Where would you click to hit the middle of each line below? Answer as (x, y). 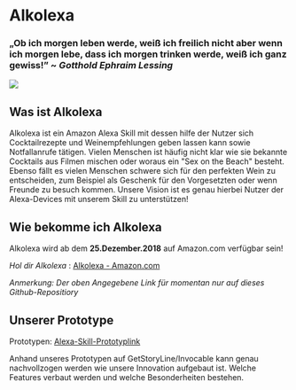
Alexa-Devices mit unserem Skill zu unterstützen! (99, 199)
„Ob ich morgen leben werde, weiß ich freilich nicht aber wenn (146, 43)
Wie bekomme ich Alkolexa (86, 227)
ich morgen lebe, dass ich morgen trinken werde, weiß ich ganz (148, 54)
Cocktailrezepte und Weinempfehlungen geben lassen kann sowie (130, 143)
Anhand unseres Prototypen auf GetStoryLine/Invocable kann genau (134, 358)
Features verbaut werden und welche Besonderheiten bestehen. (127, 377)
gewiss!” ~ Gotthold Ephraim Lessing (91, 66)
